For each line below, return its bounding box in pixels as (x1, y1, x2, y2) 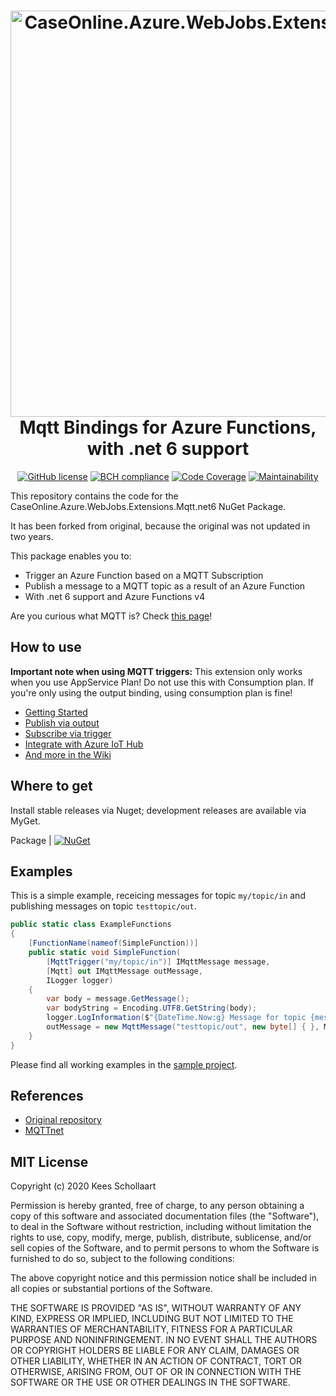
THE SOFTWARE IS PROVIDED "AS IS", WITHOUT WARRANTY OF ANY (10, 1302, 302, 1314)
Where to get (10, 778, 93, 795)
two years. (10, 530, 54, 542)
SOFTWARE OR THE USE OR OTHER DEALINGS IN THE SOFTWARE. (10, 1376, 291, 1389)
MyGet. (10, 815, 41, 827)
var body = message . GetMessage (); (46, 994, 190, 1004)
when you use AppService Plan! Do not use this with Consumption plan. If (10, 676, 314, 688)
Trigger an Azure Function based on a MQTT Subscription (24, 569, 264, 581)
